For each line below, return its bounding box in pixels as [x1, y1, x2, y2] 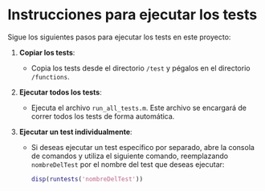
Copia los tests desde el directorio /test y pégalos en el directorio [31, 63, 251, 73]
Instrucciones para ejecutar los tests [7, 6, 258, 24]
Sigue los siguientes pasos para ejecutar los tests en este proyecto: [7, 32, 231, 42]
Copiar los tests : [18, 47, 75, 57]
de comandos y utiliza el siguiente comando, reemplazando [31, 151, 229, 161]
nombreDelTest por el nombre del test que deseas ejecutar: [31, 159, 225, 169]
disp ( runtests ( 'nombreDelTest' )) [31, 175, 144, 183]
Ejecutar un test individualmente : [18, 127, 133, 136]
